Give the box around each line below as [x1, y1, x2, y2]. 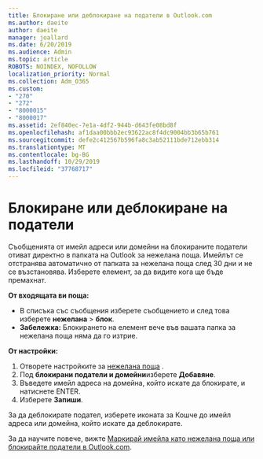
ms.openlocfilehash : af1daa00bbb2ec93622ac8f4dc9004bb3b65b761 [8, 128, 220, 136]
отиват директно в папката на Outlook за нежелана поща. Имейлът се [8, 250, 243, 260]
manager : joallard [8, 33, 68, 42]
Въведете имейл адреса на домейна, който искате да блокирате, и [19, 378, 246, 387]
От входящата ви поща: [8, 291, 89, 300]
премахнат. [8, 275, 47, 284]
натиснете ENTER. [19, 387, 81, 396]
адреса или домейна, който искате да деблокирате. [8, 418, 183, 428]
